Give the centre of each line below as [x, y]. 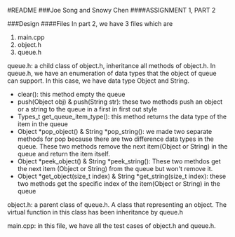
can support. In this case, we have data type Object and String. [98, 81]
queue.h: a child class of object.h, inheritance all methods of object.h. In [112, 66]
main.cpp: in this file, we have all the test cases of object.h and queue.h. [112, 226]
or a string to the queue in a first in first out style [87, 109]
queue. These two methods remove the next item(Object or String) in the [122, 146]
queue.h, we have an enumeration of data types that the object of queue [112, 73]
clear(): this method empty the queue [71, 94]
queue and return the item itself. [63, 154]
